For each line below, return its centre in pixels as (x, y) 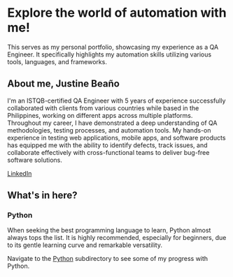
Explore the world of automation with (117, 13)
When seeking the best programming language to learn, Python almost (109, 230)
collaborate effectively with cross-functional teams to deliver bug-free (108, 152)
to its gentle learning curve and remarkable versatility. (85, 245)
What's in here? (43, 196)
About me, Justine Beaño (64, 84)
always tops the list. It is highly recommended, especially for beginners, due (117, 238)
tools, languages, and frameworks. (57, 61)
